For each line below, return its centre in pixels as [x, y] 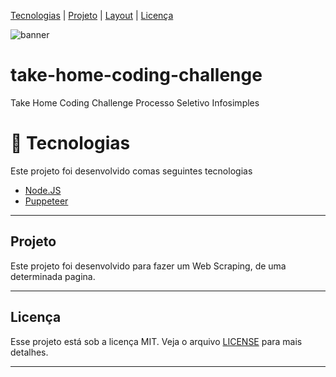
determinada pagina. [53, 276]
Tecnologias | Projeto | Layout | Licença [92, 15]
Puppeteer [46, 201]
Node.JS [43, 190]
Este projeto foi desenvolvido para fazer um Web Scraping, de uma [148, 266]
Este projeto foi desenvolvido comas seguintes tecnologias [131, 171]
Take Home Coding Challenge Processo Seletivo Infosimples [135, 102]
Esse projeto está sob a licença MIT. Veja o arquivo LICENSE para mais [156, 341]
